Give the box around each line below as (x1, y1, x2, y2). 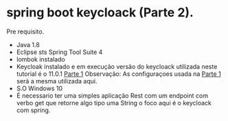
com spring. (16, 106, 51, 114)
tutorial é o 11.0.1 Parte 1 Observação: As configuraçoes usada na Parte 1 (16, 70, 221, 78)
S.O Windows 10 (16, 84, 63, 92)
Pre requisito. (6, 27, 45, 36)
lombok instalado (16, 55, 66, 63)
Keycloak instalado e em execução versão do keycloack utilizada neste (16, 62, 218, 70)
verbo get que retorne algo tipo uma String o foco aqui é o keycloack (16, 98, 212, 107)
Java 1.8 (16, 40, 41, 49)
